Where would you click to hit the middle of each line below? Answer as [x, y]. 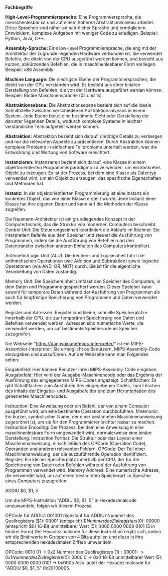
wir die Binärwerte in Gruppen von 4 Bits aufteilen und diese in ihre [74, 537]
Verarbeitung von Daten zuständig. [41, 272]
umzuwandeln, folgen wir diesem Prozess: [49, 506]
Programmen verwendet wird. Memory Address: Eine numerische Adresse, [83, 470]
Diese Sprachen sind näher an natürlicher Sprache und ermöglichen [75, 28]
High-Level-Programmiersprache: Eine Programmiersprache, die [73, 17]
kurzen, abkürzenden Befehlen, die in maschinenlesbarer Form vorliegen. [81, 64]
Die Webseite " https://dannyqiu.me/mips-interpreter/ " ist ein [67, 344]
